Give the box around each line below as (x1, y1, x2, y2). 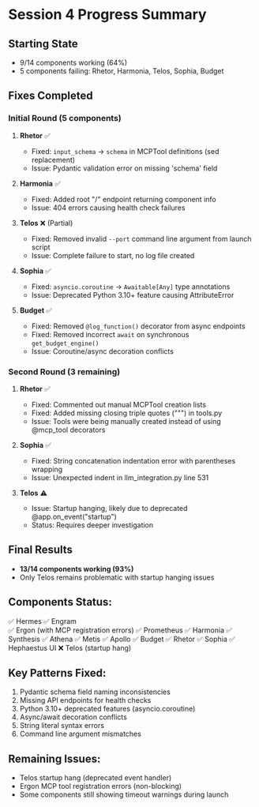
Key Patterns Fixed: (8, 666, 107, 680)
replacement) (31, 155, 76, 164)
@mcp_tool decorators (31, 425, 106, 434)
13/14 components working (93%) (19, 564, 134, 573)
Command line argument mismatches (19, 729, 142, 739)
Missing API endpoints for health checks (19, 696, 152, 705)
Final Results (8, 543, 73, 557)
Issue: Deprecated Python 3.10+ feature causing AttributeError (31, 290, 235, 299)
